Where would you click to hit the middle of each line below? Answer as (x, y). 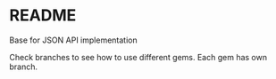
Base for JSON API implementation (73, 40)
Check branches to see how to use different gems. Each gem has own (138, 57)
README (43, 16)
